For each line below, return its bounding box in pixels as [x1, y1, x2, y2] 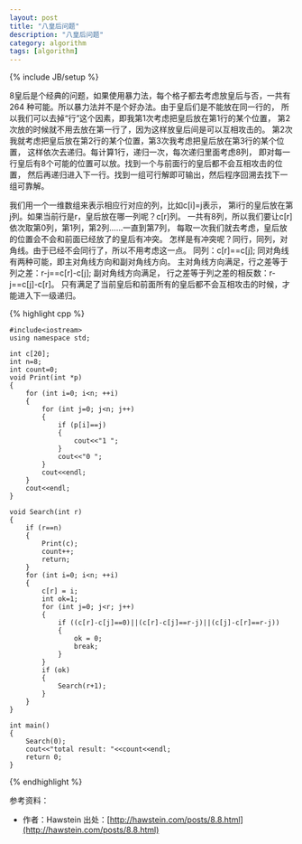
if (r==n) [25, 523, 63, 533]
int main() [9, 721, 50, 730]
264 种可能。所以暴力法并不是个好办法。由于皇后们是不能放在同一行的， [9, 101, 279, 113]
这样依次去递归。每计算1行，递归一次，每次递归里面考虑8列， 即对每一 [26, 146, 291, 158]
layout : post [9, 13, 59, 23]
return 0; [25, 753, 63, 762]
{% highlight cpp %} [9, 308, 86, 319]
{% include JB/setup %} [9, 71, 99, 82]
